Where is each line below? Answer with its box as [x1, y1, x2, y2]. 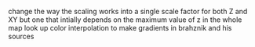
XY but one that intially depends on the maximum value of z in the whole [8, 15, 242, 24]
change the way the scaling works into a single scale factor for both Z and [8, 7, 248, 16]
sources [8, 31, 35, 41]
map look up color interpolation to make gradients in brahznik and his [8, 23, 232, 32]
